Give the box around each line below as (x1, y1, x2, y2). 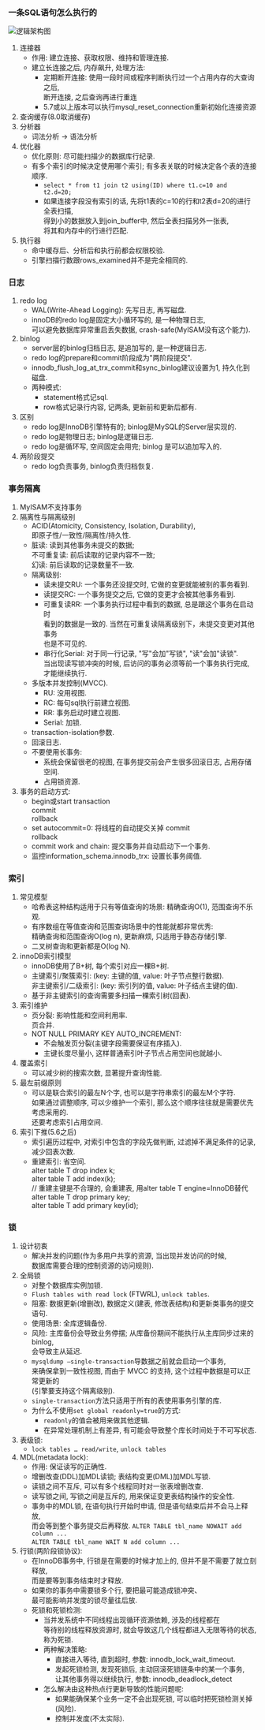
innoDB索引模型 (19, 952, 72, 961)
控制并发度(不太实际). (54, 1713, 125, 1724)
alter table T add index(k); (31, 1174, 116, 1184)
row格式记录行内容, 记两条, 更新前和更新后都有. (43, 402, 197, 412)
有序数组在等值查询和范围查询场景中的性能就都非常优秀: (31, 922, 214, 931)
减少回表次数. (31, 1147, 76, 1157)
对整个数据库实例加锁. (31, 1281, 103, 1290)
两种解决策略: (43, 1645, 88, 1654)
